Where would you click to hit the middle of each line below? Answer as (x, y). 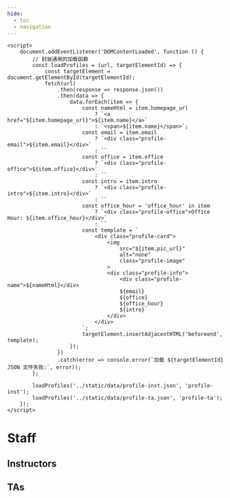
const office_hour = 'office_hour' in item (146, 206)
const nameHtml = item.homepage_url (135, 108)
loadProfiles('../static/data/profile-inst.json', (107, 386)
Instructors (32, 463)
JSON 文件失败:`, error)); (44, 367)
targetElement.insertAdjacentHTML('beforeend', (152, 335)
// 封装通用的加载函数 (60, 59)
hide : (15, 14)
